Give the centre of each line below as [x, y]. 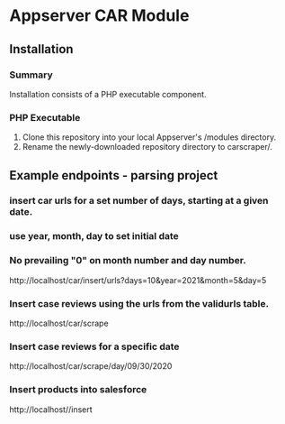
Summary [31, 75]
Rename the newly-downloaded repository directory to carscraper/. [147, 147]
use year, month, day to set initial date [94, 236]
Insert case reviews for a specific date [94, 346]
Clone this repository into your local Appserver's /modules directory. [149, 137]
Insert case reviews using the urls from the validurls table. [139, 303]
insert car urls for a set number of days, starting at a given [139, 201]
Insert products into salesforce [78, 390]
